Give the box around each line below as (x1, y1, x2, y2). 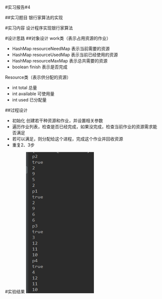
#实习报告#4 (5, 4, 31, 10)
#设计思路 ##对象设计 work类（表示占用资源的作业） (5, 36, 111, 41)
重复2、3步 (12, 142, 35, 148)
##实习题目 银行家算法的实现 (5, 15, 63, 20)
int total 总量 (12, 85, 37, 90)
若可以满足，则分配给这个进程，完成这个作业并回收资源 (12, 136, 123, 141)
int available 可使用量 (12, 91, 54, 97)
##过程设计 (5, 107, 28, 113)
